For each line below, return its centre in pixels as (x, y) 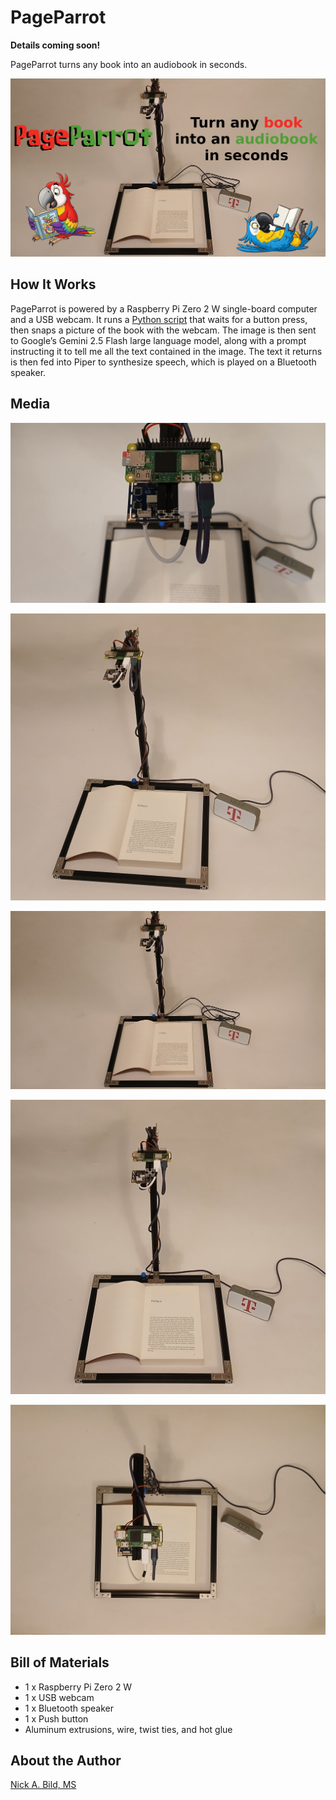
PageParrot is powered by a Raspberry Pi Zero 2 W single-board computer (164, 308)
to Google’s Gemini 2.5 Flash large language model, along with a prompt (158, 340)
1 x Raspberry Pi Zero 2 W (78, 1687)
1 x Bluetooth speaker (69, 1708)
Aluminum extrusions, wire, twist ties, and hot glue (128, 1729)
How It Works (53, 284)
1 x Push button (56, 1718)
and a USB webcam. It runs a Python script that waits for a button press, (159, 319)
